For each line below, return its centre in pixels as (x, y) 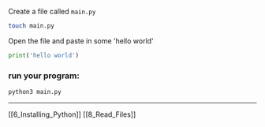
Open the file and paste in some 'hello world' (81, 41)
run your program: (44, 76)
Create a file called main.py (52, 11)
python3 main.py (35, 92)
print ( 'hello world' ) (44, 55)
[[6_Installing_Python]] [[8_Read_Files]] (72, 114)
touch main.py (32, 26)
